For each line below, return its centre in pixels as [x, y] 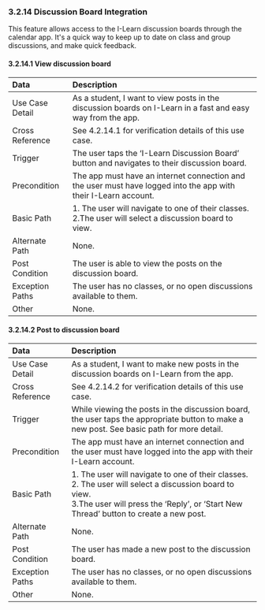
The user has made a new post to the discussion [161, 549]
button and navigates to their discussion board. [159, 162]
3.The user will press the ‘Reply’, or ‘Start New [157, 504]
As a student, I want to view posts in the [146, 98]
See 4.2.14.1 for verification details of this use [158, 130]
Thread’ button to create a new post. [139, 513]
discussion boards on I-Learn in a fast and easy [161, 107]
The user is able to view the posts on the [147, 263]
